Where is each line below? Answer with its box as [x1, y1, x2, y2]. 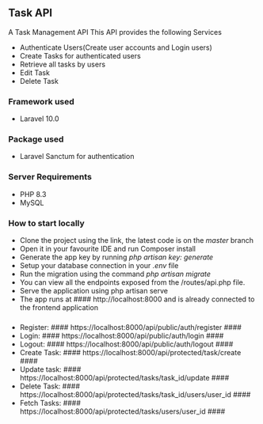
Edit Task [19, 67, 50, 78]
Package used [8, 134, 64, 145]
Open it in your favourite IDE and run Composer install [19, 244, 196, 253]
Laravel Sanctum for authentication [19, 152, 135, 161]
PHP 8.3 [19, 189, 47, 199]
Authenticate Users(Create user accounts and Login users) [19, 43, 212, 52]
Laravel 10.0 [19, 114, 59, 123]
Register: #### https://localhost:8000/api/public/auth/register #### [19, 322, 242, 331]
